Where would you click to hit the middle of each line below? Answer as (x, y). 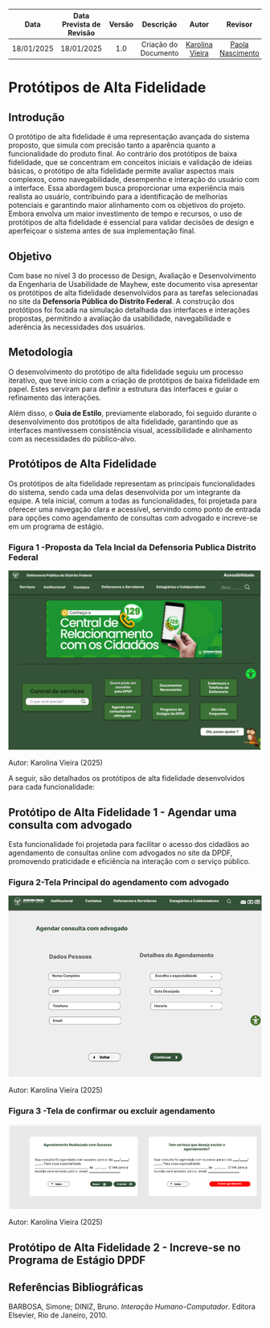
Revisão (81, 32)
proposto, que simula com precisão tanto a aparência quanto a (112, 145)
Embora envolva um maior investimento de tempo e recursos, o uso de (125, 214)
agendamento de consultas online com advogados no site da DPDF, (121, 853)
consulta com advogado (70, 825)
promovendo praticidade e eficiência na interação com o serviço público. (129, 861)
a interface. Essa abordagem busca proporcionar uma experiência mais (127, 188)
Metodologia (41, 353)
